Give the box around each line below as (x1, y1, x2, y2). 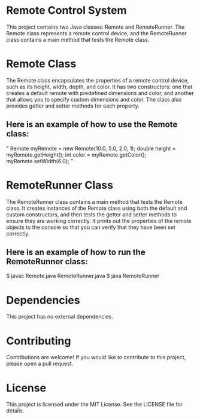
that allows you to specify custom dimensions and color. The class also (6, 96, 182, 103)
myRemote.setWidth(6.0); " (6, 157, 74, 164)
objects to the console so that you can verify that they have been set (6, 224, 175, 231)
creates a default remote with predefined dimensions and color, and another (6, 89, 195, 96)
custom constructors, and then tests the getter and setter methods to (6, 210, 177, 218)
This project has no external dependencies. (6, 313, 114, 320)
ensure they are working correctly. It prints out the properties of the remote (6, 217, 192, 224)
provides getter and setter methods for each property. (6, 102, 140, 109)
